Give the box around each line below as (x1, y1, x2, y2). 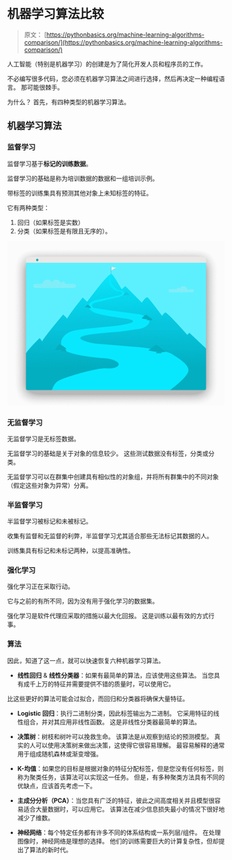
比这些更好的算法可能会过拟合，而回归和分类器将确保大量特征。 (7, 694, 188, 703)
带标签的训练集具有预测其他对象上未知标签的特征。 (7, 189, 153, 197)
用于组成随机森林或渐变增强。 (17, 749, 102, 758)
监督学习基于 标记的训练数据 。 (7, 160, 92, 168)
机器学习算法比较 (7, 6, 105, 22)
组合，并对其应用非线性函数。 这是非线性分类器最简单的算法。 (23, 718, 201, 726)
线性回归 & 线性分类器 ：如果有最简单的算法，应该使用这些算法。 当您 (17, 671, 214, 679)
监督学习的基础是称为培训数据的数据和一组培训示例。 (7, 174, 159, 182)
